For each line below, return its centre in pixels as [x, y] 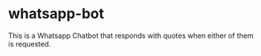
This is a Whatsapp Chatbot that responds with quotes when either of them [131, 35]
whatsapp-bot [56, 14]
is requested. [30, 43]
